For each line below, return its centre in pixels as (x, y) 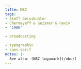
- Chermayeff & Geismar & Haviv (38, 23)
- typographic (19, 45)
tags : (10, 14)
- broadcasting (20, 36)
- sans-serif (18, 50)
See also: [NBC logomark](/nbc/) (43, 59)
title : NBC (16, 9)
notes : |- (15, 54)
